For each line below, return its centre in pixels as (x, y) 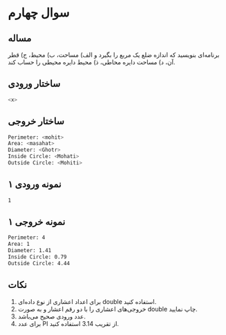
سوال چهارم (39, 13)
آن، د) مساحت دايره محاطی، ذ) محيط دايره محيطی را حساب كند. (92, 62)
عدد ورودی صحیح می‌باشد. (51, 316)
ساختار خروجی (36, 121)
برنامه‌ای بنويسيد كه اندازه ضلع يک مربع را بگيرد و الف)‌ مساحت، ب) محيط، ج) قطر (114, 55)
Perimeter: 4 (27, 238)
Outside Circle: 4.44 (39, 263)
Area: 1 (19, 244)
